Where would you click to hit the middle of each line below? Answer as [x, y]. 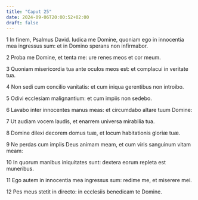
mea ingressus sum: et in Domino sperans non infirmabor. [77, 46]
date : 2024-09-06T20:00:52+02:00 [48, 17]
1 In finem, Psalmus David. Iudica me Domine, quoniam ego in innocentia [95, 40]
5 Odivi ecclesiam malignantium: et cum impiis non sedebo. [79, 98]
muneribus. [20, 169]
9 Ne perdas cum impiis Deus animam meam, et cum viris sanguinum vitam [99, 145]
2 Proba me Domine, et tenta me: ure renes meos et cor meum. [83, 58]
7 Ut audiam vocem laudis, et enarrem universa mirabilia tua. [81, 121]
